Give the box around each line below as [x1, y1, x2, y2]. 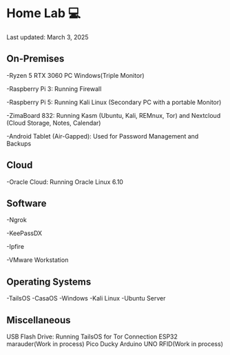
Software [6, 197, 47, 209]
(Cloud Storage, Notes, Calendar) [6, 119, 101, 127]
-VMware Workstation [6, 256, 69, 264]
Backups [6, 139, 32, 148]
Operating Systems [6, 276, 92, 287]
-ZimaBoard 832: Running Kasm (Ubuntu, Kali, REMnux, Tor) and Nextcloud [6, 111, 221, 119]
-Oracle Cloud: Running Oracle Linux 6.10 [6, 177, 123, 186]
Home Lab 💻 [6, 6, 81, 21]
